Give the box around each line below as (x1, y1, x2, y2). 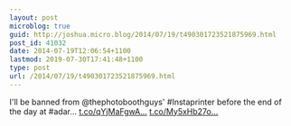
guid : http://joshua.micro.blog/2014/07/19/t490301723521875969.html (9, 30, 277, 39)
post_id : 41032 (9, 38, 67, 48)
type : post (9, 64, 51, 73)
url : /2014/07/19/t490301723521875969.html (9, 72, 176, 81)
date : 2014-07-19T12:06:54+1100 (9, 47, 131, 56)
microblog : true (9, 22, 70, 31)
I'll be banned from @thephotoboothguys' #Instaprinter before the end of (9, 96, 282, 107)
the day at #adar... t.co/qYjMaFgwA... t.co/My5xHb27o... (9, 105, 219, 117)
